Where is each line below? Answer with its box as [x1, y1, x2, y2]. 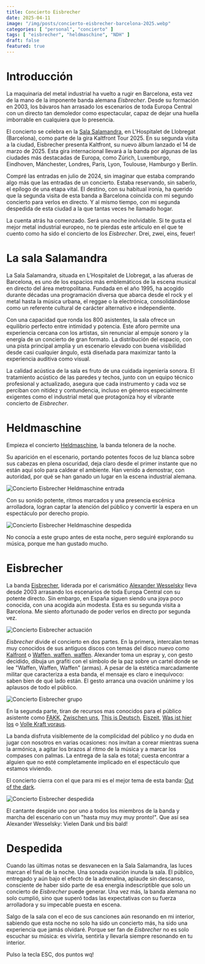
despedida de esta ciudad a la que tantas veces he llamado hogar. [6, 205, 173, 212]
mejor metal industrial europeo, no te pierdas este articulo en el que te [6, 223, 184, 231]
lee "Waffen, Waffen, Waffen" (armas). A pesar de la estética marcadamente [6, 664, 199, 671]
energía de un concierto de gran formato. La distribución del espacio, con [6, 335, 193, 343]
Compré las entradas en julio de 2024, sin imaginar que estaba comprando [6, 172, 195, 180]
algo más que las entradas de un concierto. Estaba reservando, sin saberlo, [6, 178, 197, 186]
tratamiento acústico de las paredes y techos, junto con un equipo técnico [6, 373, 194, 381]
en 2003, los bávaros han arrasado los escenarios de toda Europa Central [6, 102, 193, 110]
